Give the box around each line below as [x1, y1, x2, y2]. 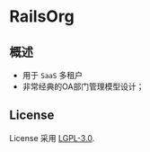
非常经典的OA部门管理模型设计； [22, 81, 145, 92]
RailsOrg [9, 6, 75, 27]
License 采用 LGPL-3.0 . [9, 132, 95, 143]
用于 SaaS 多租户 [22, 70, 84, 80]
